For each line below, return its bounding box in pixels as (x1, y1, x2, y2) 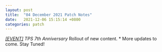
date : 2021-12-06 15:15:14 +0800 (5, 17, 81, 22)
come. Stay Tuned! (5, 41, 45, 47)
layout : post (5, 7, 33, 13)
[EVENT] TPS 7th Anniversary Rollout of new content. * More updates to (5, 36, 157, 42)
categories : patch (5, 21, 44, 27)
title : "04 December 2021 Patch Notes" (5, 12, 93, 17)
